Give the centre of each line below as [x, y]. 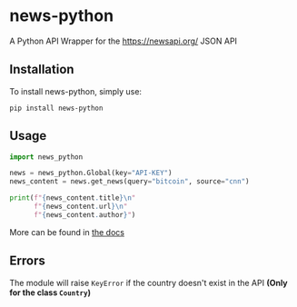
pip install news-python [56, 108]
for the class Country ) [50, 292]
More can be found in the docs [67, 232]
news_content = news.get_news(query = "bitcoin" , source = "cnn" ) [129, 182]
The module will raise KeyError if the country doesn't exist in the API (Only [148, 282]
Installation [42, 69]
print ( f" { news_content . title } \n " [73, 198]
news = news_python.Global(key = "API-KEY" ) [91, 173]
